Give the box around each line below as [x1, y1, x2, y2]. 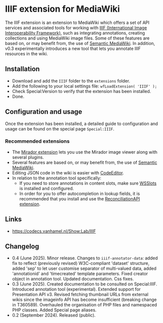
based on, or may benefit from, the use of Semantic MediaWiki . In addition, [5, 40, 155, 46]
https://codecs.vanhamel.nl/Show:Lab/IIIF [12, 228, 96, 234]
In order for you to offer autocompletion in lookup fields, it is [19, 191, 140, 196]
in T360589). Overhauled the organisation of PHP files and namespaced [12, 302, 157, 308]
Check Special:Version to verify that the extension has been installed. [12, 88, 151, 94]
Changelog [5, 242, 39, 251]
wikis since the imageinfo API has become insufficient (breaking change [12, 297, 157, 302]
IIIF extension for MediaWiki [5, 3, 120, 15]
